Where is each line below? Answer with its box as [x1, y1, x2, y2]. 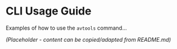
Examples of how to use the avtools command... [5, 24, 127, 31]
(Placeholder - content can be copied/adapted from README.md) [5, 36, 172, 43]
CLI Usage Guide [5, 4, 92, 18]
